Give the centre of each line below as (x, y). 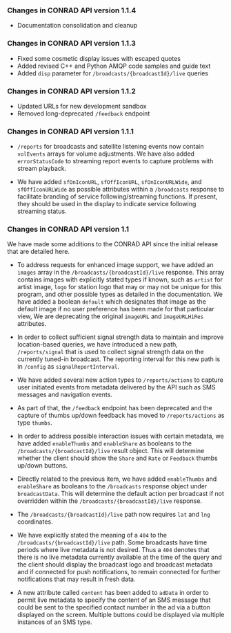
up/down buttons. (42, 466)
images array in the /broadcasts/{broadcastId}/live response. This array (121, 273)
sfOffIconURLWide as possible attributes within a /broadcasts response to (121, 190)
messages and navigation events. (64, 395)
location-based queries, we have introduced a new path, (97, 345)
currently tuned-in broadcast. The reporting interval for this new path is (119, 359)
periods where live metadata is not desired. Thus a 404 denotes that (113, 550)
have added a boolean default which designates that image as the (112, 302)
